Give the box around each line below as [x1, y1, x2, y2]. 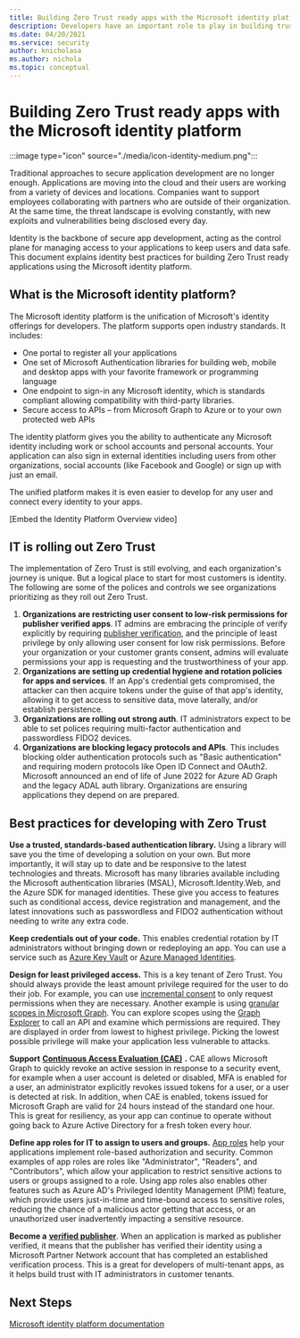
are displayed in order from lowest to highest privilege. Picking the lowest [9, 1026, 279, 1037]
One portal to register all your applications [21, 347, 178, 358]
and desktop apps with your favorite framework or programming [21, 366, 259, 377]
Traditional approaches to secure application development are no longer [9, 167, 275, 178]
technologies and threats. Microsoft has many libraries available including [9, 868, 280, 879]
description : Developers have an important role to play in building [9, 21, 274, 30]
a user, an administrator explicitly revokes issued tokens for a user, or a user [9, 1082, 289, 1093]
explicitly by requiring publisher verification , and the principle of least [21, 628, 278, 639]
